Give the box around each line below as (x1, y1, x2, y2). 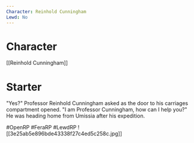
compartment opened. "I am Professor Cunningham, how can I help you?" (6, 106, 187, 113)
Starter (6, 80, 42, 94)
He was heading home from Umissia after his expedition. (6, 112, 145, 119)
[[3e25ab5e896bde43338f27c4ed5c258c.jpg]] (6, 130, 123, 137)
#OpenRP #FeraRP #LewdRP (6, 124, 77, 131)
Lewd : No (6, 14, 28, 20)
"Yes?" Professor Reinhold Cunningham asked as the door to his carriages (6, 100, 189, 107)
